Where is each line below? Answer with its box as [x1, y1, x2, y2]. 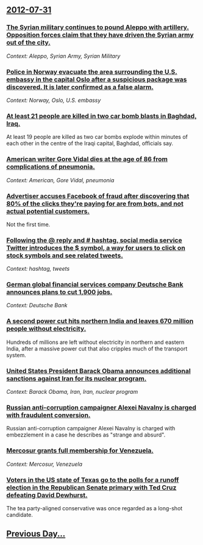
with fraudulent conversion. [6, 411, 91, 419]
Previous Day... [6, 529, 66, 539]
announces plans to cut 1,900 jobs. [6, 288, 113, 296]
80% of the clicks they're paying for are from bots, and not [6, 199, 184, 208]
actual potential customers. [6, 207, 90, 215]
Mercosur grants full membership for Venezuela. [6, 446, 154, 455]
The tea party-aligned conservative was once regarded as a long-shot [6, 504, 183, 511]
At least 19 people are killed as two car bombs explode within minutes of [6, 134, 188, 141]
